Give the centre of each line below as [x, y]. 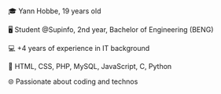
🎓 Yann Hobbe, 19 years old [55, 11]
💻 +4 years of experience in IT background [79, 48]
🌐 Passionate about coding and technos [73, 81]
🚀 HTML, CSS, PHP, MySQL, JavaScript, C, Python [90, 66]
